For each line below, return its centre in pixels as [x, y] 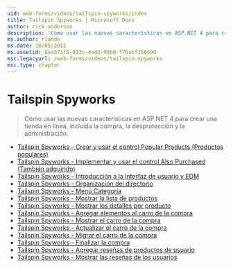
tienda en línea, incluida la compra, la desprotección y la [104, 126]
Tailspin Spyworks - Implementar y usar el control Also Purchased [111, 161]
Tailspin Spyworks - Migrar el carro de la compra [87, 235]
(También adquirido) [46, 169]
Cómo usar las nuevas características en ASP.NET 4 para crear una [120, 118]
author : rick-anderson [40, 26]
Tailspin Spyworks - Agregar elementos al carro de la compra [105, 213]
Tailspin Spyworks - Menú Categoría [69, 190]
